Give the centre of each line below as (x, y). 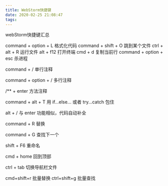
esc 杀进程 (17, 58)
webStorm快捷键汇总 (27, 35)
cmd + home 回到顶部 (28, 156)
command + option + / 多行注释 (38, 80)
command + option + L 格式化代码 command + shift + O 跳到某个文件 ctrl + (84, 46)
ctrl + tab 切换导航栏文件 (31, 168)
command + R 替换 (25, 124)
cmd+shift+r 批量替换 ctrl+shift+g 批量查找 (50, 178)
